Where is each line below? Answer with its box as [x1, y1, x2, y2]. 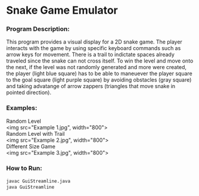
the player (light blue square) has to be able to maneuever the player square [6, 70, 192, 77]
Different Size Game [6, 142, 55, 150]
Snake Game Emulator [6, 4, 118, 17]
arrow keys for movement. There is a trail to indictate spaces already [6, 51, 175, 58]
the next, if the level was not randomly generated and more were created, [6, 64, 186, 71]
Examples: [6, 104, 38, 112]
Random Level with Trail [6, 130, 65, 137]
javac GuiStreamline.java [6, 178, 70, 185]
